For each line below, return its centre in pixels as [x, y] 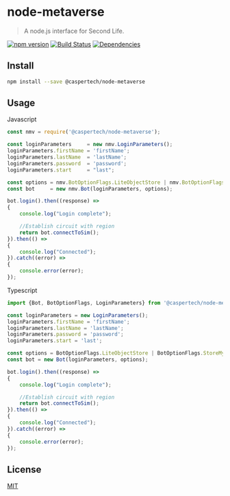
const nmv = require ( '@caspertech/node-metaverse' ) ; [84, 132]
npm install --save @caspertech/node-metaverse [76, 82]
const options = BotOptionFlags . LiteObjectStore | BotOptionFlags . [105, 353]
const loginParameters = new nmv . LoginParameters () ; [90, 145]
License [24, 470]
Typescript [22, 290]
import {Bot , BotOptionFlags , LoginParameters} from [84, 303]
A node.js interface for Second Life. [74, 31]
